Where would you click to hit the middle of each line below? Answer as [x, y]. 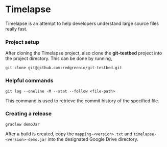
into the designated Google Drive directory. [93, 139]
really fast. [16, 28]
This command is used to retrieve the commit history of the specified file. [82, 101]
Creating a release [29, 114]
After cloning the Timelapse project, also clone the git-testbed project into [84, 53]
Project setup [22, 42]
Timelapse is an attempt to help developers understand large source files [82, 23]
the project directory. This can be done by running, [59, 58]
